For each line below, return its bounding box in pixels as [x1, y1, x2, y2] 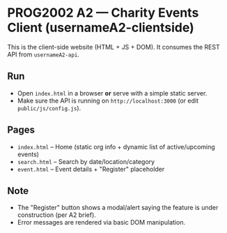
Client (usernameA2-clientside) [7, 20, 195, 36]
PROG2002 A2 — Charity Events [7, 5, 199, 21]
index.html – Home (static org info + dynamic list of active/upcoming [17, 142, 216, 151]
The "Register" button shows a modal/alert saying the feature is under [17, 204, 219, 212]
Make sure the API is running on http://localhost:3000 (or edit [17, 96, 198, 105]
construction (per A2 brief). [17, 211, 96, 219]
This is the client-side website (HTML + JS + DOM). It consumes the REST [7, 43, 221, 51]
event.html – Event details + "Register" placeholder [17, 165, 165, 173]
